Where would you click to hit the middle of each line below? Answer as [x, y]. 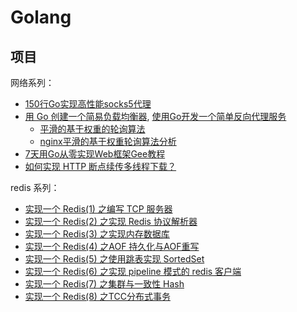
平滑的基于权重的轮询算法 [92, 129]
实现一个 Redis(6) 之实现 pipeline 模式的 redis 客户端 [133, 271]
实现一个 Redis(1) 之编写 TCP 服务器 [98, 209]
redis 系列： [35, 187]
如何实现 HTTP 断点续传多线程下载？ [100, 166]
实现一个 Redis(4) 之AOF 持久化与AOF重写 [112, 246]
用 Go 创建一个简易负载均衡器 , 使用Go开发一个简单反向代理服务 [155, 116]
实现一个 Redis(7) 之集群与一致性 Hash [104, 284]
